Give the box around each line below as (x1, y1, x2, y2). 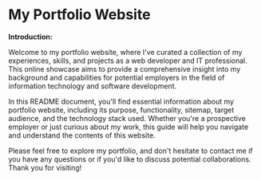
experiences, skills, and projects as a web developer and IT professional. (8, 56, 247, 65)
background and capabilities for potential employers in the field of (8, 72, 225, 82)
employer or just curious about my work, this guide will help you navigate (8, 122, 249, 131)
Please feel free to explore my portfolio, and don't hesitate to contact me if (8, 146, 253, 155)
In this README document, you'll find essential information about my (8, 96, 234, 106)
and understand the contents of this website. (8, 130, 156, 140)
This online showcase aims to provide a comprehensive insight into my (8, 64, 241, 73)
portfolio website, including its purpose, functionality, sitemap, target (8, 105, 235, 115)
